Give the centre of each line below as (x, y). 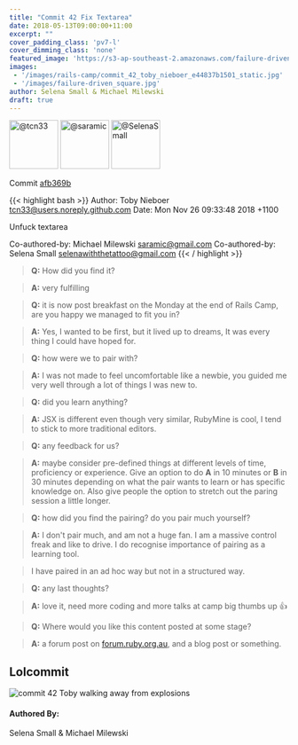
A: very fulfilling (60, 288)
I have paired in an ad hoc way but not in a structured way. (138, 571)
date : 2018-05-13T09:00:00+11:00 (71, 26)
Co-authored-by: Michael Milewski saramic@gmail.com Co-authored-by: (143, 244)
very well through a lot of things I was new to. (114, 385)
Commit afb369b (40, 184)
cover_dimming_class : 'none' (63, 51)
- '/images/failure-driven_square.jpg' (87, 83)
